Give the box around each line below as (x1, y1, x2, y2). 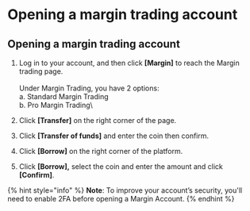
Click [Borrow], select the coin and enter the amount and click (18, 162, 224, 171)
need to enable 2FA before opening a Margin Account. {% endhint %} (7, 194, 235, 203)
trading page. (18, 67, 63, 76)
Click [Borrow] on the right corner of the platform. (18, 147, 183, 155)
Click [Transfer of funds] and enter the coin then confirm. (18, 131, 210, 140)
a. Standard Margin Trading (18, 92, 109, 101)
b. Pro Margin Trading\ (18, 101, 93, 109)
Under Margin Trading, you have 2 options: (18, 83, 160, 93)
